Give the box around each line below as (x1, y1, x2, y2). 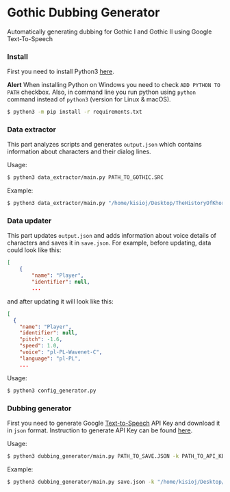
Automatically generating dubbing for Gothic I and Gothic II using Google (7, 27, 212, 36)
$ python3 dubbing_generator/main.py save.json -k (7, 478, 155, 485)
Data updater (7, 216, 52, 225)
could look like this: (7, 246, 62, 254)
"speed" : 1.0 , (19, 343, 60, 349)
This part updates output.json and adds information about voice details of (7, 232, 217, 240)
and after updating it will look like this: (7, 297, 114, 306)
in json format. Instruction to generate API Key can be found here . (7, 426, 193, 434)
